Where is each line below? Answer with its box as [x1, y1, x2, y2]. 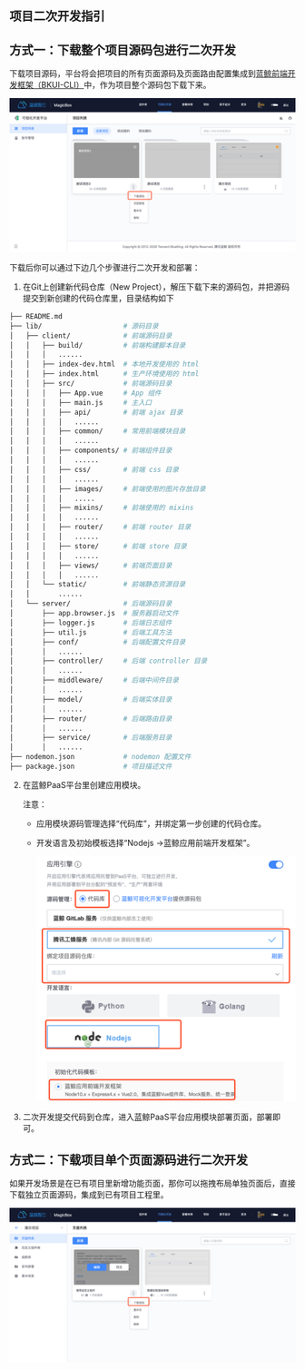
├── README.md [9, 311, 64, 320]
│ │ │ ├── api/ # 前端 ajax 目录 [9, 408, 183, 417]
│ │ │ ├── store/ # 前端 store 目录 [9, 541, 188, 551]
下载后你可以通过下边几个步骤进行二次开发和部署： [9, 261, 201, 272]
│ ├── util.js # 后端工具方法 [9, 627, 172, 637]
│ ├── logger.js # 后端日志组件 [9, 618, 172, 627]
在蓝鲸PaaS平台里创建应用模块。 [22, 779, 146, 790]
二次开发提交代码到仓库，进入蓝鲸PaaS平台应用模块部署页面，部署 [22, 1111, 273, 1123]
